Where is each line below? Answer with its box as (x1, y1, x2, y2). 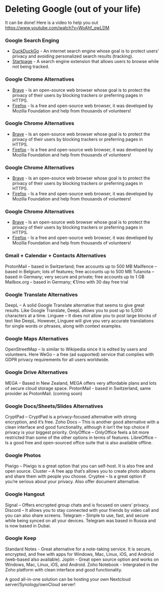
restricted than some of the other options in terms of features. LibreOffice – (5, 434, 157, 440)
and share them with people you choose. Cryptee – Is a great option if (5, 473, 146, 480)
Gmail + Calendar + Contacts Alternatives (5, 252, 106, 259)
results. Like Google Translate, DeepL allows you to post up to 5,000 (5, 307, 143, 313)
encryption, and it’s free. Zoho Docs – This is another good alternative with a (5, 419, 159, 425)
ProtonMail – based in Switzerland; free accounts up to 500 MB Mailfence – (5, 263, 157, 269)
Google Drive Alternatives (5, 369, 68, 376)
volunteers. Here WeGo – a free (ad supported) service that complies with (5, 351, 154, 357)
